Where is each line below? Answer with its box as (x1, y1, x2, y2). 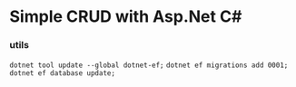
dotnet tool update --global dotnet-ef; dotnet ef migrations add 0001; (9, 61, 289, 70)
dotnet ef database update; (9, 69, 116, 78)
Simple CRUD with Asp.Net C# (9, 6, 242, 27)
